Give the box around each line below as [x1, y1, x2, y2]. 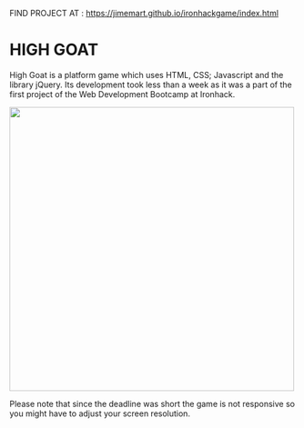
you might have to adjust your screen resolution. [9, 408, 191, 419]
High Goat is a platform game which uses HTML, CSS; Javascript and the [9, 69, 284, 80]
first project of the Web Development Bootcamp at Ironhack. [9, 88, 236, 99]
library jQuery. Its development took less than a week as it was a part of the [9, 79, 293, 90]
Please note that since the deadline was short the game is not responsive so [9, 398, 296, 409]
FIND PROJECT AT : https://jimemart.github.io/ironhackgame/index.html [9, 8, 279, 18]
